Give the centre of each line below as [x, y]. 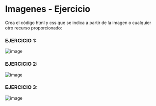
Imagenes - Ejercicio [48, 9]
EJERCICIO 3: [22, 87]
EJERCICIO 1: [21, 40]
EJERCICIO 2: [21, 64]
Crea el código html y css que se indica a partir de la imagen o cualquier [78, 23]
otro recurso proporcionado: [34, 27]
